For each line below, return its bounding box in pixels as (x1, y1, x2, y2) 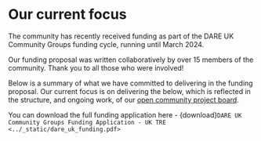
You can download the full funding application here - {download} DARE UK (8, 110, 242, 119)
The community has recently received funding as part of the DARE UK (8, 31, 234, 41)
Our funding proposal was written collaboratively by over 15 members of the (8, 55, 254, 64)
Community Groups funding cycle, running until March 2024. (8, 39, 205, 49)
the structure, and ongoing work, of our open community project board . (8, 95, 239, 104)
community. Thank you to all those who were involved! (8, 63, 184, 72)
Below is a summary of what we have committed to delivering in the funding (8, 78, 253, 88)
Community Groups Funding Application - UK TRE (8, 118, 167, 126)
